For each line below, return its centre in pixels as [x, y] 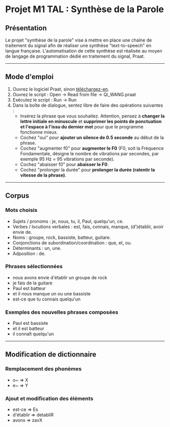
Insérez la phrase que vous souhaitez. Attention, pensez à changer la [92, 116]
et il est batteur [28, 329]
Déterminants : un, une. [37, 248]
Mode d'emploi [30, 77]
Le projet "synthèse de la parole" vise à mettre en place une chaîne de [79, 40]
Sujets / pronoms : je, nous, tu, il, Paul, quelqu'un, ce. [68, 221]
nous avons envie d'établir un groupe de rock [60, 277]
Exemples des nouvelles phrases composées [62, 312]
